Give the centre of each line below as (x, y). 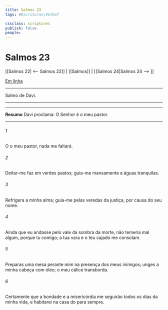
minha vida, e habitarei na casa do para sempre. (55, 302)
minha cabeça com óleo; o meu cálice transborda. (57, 270)
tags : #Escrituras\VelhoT (32, 14)
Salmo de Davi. (21, 95)
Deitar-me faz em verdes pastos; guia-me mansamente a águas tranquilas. (82, 173)
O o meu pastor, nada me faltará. (39, 146)
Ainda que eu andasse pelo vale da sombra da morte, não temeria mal (77, 232)
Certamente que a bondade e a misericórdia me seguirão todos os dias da (81, 297)
